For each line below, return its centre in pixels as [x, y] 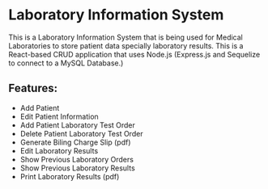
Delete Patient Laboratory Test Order [81, 133]
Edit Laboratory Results [59, 150]
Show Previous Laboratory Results [77, 168]
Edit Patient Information [59, 116]
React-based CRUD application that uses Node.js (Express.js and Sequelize [134, 54]
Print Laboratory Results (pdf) [70, 176]
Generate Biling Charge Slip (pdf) [75, 142]
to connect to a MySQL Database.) [66, 63]
